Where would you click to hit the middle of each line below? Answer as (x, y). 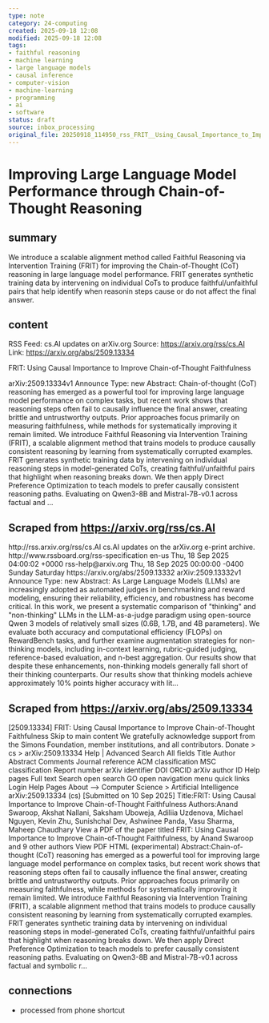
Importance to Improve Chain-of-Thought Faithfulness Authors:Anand (123, 804)
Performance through (82, 191)
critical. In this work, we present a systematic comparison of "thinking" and (132, 607)
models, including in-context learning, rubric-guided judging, (137, 649)
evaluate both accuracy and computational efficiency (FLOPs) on (115, 632)
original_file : (34, 134)
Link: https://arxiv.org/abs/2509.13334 (71, 352)
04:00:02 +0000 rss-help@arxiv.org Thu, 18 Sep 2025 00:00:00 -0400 (126, 564)
